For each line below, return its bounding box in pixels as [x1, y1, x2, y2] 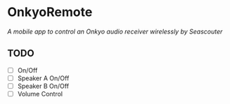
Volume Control [17, 89, 63, 98]
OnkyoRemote [7, 4, 93, 20]
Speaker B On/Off [17, 82, 69, 90]
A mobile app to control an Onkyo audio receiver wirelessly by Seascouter [7, 27, 223, 36]
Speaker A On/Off [17, 74, 70, 82]
